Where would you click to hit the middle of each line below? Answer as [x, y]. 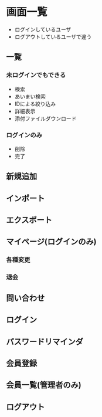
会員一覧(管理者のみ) [44, 385]
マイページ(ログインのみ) [51, 242]
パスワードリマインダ [45, 342]
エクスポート [29, 220]
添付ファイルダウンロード [45, 118]
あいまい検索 [30, 96]
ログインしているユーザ [43, 29]
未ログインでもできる [36, 75]
